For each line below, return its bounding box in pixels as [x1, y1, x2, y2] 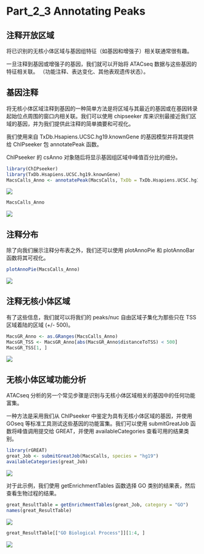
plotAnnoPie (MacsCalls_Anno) [6, 266, 80, 272]
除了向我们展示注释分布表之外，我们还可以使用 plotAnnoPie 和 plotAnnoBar [6, 247, 195, 254]
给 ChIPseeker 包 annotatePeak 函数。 [6, 140, 103, 147]
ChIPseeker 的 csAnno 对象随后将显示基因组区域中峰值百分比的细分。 [6, 154, 181, 161]
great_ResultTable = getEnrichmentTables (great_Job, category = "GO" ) [6, 502, 189, 508]
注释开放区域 [6, 30, 55, 40]
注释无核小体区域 [6, 296, 70, 307]
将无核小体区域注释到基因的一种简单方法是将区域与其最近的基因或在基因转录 [6, 105, 198, 112]
